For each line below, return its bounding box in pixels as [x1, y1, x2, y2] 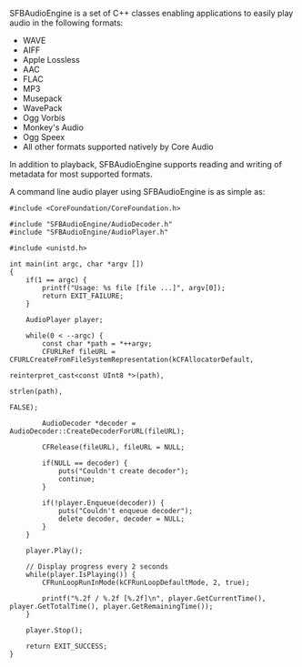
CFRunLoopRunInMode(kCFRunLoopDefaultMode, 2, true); [42, 578, 250, 587]
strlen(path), [9, 387, 64, 396]
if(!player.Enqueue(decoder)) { [42, 499, 166, 508]
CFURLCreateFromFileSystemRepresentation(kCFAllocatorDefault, [9, 355, 255, 364]
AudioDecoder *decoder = [42, 419, 136, 428]
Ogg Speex [22, 132, 65, 142]
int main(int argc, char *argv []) [9, 259, 145, 268]
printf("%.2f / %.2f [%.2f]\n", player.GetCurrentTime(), [42, 594, 267, 603]
